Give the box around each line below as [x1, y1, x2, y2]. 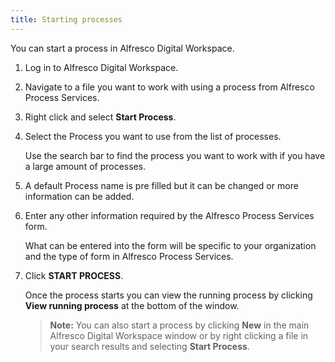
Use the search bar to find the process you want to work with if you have [24, 149, 326, 161]
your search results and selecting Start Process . [49, 340, 250, 352]
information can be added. [24, 190, 135, 202]
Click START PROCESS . [24, 269, 124, 281]
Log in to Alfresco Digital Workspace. [24, 61, 179, 73]
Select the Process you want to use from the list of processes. [24, 130, 282, 142]
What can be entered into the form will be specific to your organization [24, 239, 317, 251]
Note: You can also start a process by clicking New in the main [49, 319, 310, 331]
